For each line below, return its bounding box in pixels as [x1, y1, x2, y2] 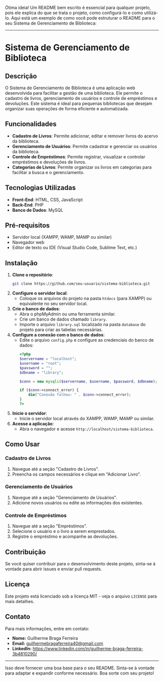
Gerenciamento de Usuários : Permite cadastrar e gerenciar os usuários [12, 143, 157, 149]
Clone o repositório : [12, 272, 54, 278]
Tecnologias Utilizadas [5, 184, 76, 192]
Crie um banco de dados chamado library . [19, 316, 107, 322]
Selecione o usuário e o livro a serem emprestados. [12, 529, 116, 534]
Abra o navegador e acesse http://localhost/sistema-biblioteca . [19, 426, 154, 431]
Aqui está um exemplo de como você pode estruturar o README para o [11, 15, 155, 21]
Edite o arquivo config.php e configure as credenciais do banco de [19, 337, 154, 343]
